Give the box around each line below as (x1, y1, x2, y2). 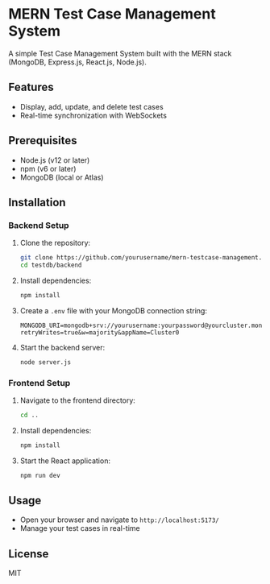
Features (8, 81, 54, 94)
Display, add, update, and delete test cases (19, 101, 164, 111)
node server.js (19, 358, 72, 367)
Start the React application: (19, 456, 111, 466)
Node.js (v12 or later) (19, 155, 90, 165)
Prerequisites (8, 134, 77, 147)
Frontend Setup (8, 377, 71, 388)
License (8, 547, 49, 561)
